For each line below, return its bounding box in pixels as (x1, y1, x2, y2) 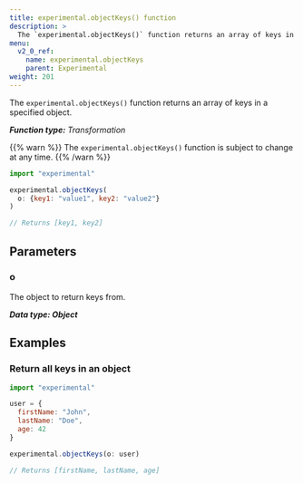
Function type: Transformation (9, 124, 126, 135)
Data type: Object (9, 309, 79, 320)
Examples (9, 335, 66, 351)
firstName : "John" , (17, 408, 92, 417)
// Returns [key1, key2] (9, 218, 103, 227)
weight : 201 (9, 73, 54, 82)
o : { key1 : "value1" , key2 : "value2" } (17, 194, 161, 203)
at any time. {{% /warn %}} (9, 151, 111, 162)
